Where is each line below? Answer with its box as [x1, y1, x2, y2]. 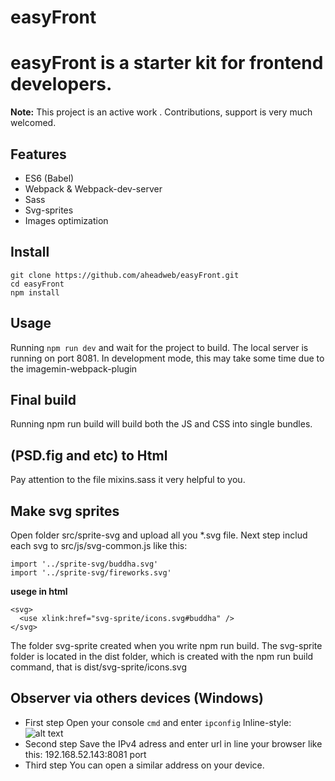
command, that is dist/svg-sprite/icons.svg [10, 661, 187, 673]
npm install [10, 287, 60, 298]
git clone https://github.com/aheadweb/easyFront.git [10, 270, 240, 280]
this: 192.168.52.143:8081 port [24, 748, 147, 760]
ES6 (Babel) [24, 172, 75, 184]
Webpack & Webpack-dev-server [24, 182, 163, 195]
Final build [10, 391, 77, 408]
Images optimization [24, 214, 109, 226]
